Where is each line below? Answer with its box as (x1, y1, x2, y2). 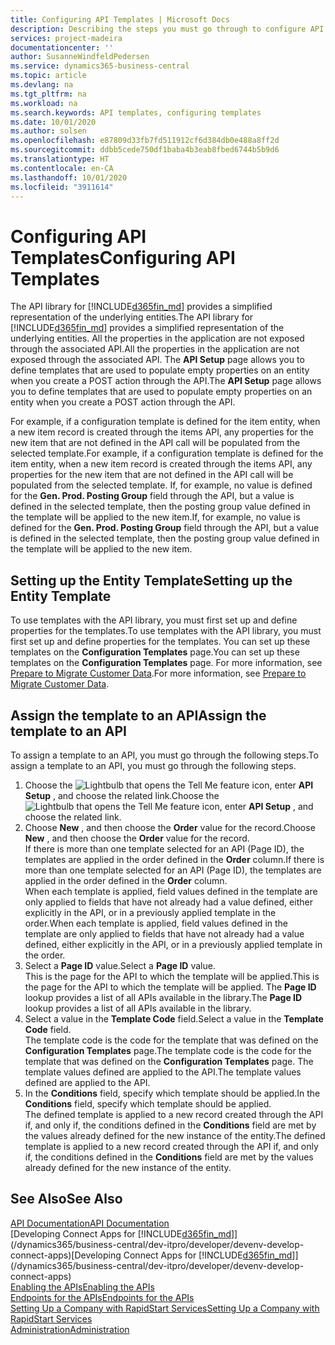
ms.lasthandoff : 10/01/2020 (10, 172, 128, 183)
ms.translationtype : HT (10, 154, 110, 164)
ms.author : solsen (10, 126, 87, 136)
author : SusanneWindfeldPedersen (10, 52, 150, 62)
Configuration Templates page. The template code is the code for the (24, 1044, 312, 1056)
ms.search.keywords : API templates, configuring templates (10, 107, 262, 118)
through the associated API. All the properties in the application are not (10, 343, 300, 355)
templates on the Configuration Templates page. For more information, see (10, 657, 323, 669)
